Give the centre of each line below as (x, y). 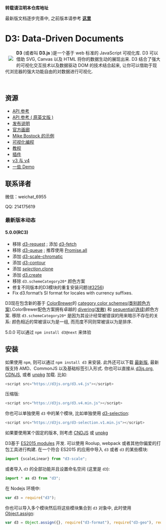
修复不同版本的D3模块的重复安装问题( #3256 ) (58, 287)
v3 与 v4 (21, 160)
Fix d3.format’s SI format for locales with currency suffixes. (72, 293)
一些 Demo (23, 167)
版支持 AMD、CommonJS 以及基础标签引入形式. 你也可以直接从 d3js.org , (80, 368)
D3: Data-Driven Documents (64, 39)
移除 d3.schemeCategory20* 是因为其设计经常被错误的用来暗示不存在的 (83, 315)
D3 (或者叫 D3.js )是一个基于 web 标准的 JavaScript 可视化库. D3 (83, 53)
